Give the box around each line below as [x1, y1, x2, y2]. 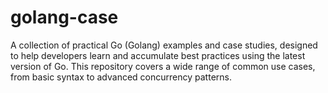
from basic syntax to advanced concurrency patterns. [10, 71, 232, 83]
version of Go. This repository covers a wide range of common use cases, [10, 60, 316, 72]
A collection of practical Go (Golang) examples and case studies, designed [10, 39, 318, 51]
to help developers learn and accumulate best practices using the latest [10, 49, 306, 61]
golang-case [10, 6, 119, 29]
